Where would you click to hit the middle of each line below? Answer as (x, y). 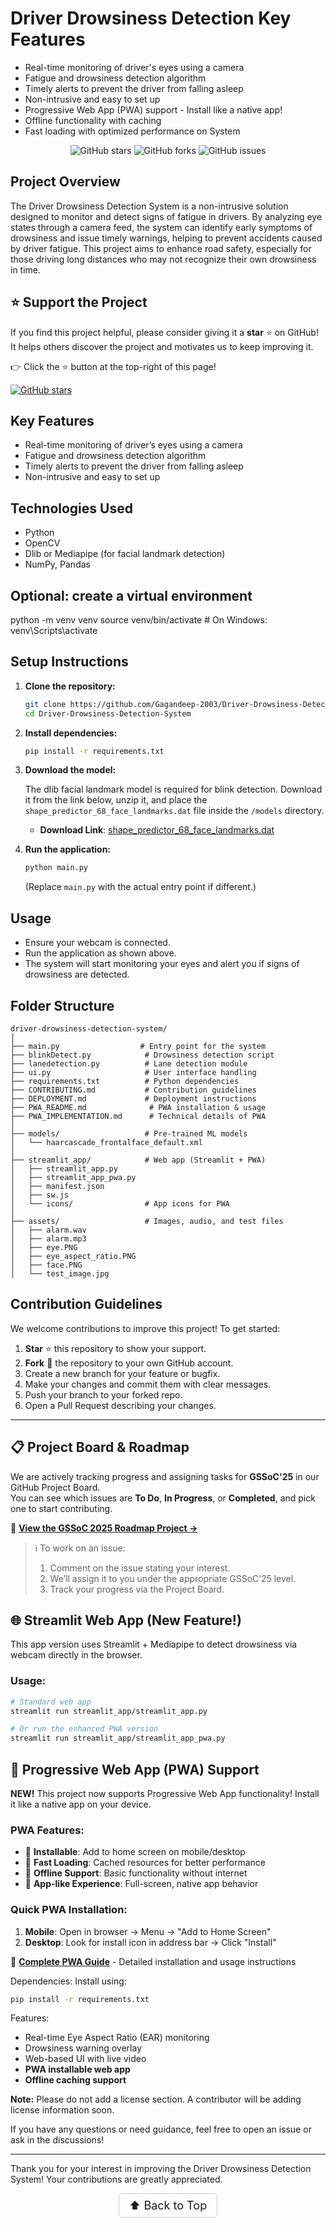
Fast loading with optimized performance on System (132, 131)
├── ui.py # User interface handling (133, 1072)
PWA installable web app (77, 2069)
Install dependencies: (71, 733)
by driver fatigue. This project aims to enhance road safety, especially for (161, 248)
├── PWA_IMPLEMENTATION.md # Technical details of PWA (138, 1116)
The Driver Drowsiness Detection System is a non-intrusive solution (149, 206)
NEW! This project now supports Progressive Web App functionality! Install (165, 1793)
